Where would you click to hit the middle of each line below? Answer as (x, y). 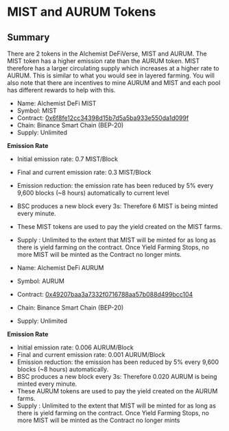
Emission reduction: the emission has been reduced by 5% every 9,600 (118, 362)
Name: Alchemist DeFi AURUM (60, 268)
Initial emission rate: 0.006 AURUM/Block (75, 347)
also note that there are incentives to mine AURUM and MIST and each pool (114, 83)
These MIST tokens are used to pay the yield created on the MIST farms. (120, 226)
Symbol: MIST (37, 111)
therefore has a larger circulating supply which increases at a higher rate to (113, 68)
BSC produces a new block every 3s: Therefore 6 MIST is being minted (117, 206)
